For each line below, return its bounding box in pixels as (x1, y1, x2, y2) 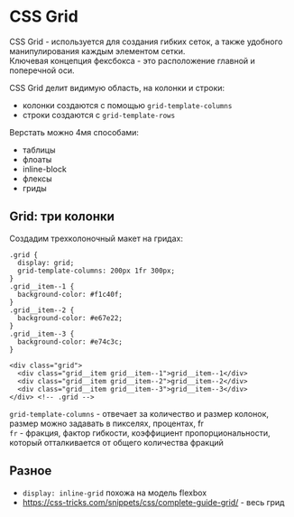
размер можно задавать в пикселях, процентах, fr (9, 418, 205, 429)
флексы (22, 173, 52, 184)
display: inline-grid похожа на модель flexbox (22, 487, 207, 498)
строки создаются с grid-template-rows (22, 109, 176, 120)
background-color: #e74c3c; (17, 337, 124, 346)
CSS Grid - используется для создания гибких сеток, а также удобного (9, 36, 283, 47)
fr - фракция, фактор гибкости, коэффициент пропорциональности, (9, 427, 271, 439)
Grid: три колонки (9, 209, 115, 225)
